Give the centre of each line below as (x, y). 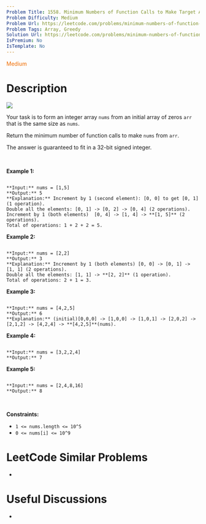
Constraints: (23, 414)
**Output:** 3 (25, 258)
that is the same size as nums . (43, 123)
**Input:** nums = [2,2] (38, 253)
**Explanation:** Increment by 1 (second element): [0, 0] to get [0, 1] (103, 198)
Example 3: (21, 291)
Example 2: (21, 236)
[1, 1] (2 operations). (37, 269)
